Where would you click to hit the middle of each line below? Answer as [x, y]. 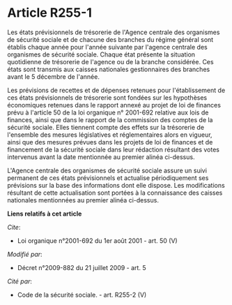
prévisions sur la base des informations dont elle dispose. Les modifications [116, 185]
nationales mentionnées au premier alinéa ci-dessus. [83, 200]
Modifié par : [25, 254]
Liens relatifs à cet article [45, 214]
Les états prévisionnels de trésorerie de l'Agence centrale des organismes [114, 32]
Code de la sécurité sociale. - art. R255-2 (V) [82, 295]
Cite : [14, 227]
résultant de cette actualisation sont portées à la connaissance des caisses [115, 193]
